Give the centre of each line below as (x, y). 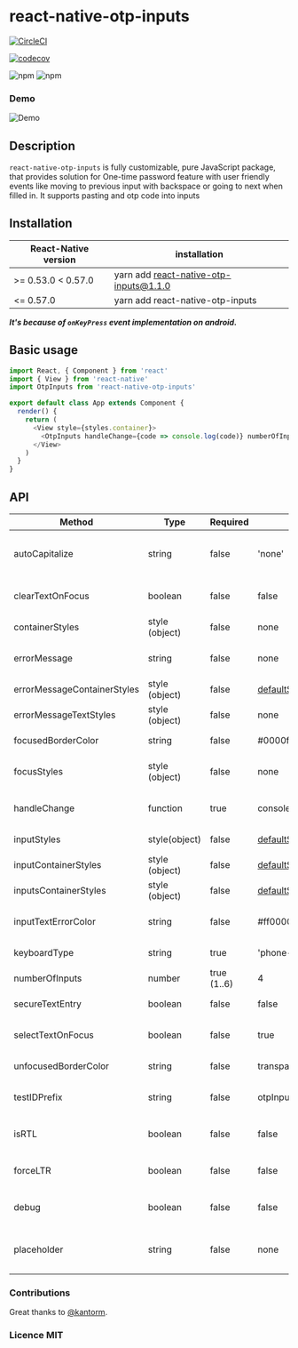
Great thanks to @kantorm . (59, 1312)
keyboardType (44, 952)
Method (77, 522)
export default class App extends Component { (97, 403)
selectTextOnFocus (54, 1035)
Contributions (40, 1293)
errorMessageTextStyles (65, 715)
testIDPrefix (38, 1097)
